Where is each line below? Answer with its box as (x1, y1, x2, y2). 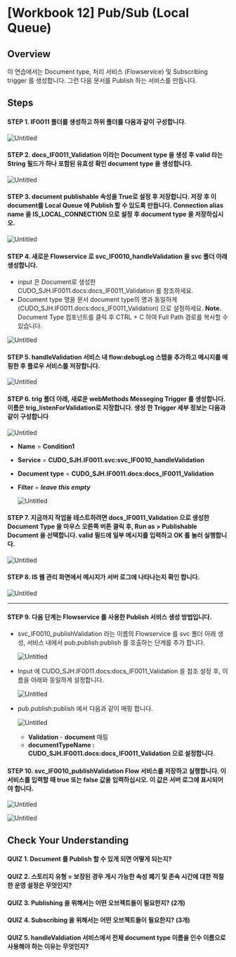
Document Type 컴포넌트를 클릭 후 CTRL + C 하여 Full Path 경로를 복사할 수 (17, 313, 228, 322)
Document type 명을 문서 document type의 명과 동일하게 (17, 296, 178, 304)
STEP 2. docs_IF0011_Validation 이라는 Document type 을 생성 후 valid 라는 (7, 151, 223, 159)
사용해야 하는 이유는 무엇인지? (7, 942, 89, 951)
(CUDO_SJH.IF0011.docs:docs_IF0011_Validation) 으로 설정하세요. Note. (17, 304, 222, 312)
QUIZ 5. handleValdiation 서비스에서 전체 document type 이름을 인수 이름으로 (7, 933, 226, 942)
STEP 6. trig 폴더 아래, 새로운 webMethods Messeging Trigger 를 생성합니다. (7, 395, 226, 403)
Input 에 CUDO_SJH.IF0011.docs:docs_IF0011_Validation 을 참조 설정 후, (17, 667, 221, 676)
